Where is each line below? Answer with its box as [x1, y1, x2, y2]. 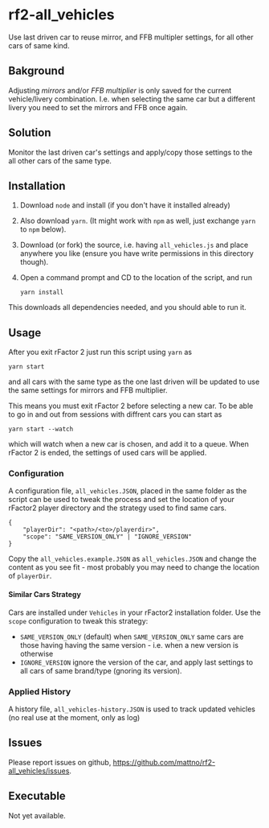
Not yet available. [8, 810, 66, 820]
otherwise [19, 649, 54, 658]
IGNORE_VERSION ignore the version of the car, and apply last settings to [19, 657, 254, 667]
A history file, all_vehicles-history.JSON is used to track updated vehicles [8, 704, 255, 714]
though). [19, 257, 49, 267]
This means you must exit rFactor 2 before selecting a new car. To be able [8, 401, 254, 411]
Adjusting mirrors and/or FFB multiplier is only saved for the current [8, 85, 232, 95]
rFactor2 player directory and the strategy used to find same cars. [8, 503, 227, 513]
